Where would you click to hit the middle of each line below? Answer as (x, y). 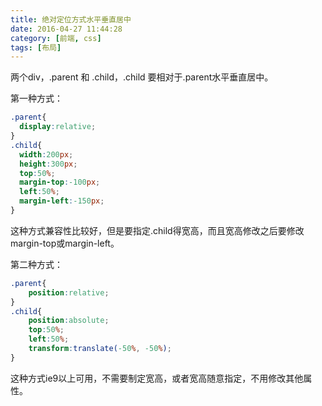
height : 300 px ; (48, 164)
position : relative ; (69, 292)
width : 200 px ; (46, 154)
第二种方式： (36, 264)
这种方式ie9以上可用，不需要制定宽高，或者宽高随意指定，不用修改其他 (157, 378)
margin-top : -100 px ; (60, 182)
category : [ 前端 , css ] (56, 38)
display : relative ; (58, 127)
